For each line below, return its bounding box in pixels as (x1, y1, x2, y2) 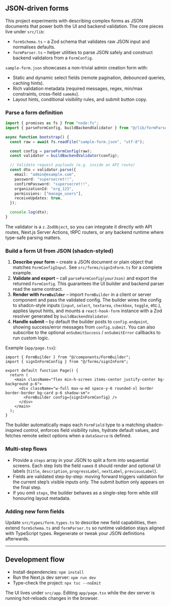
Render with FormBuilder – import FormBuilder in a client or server (12, 291, 152, 298)
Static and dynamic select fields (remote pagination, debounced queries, (12, 74, 165, 81)
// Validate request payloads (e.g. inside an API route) (10, 162, 136, 168)
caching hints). (12, 80, 44, 86)
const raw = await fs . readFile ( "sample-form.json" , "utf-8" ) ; (10, 139, 145, 145)
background (5, 382, 28, 387)
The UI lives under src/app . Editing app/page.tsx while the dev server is (5, 590, 155, 596)
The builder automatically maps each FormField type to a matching (5, 422, 145, 428)
